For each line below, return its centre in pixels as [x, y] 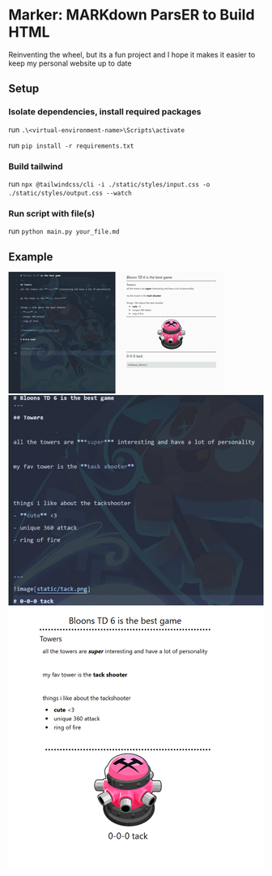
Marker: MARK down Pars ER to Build [132, 15]
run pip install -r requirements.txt [71, 145]
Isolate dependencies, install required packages [105, 112]
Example [31, 257]
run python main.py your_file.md [64, 231]
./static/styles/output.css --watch [70, 193]
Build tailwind [36, 166]
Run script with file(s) [52, 213]
